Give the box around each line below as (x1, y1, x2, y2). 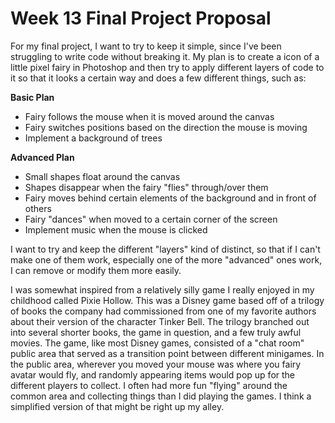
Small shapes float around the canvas (24, 170, 181, 182)
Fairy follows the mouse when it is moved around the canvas (24, 110, 275, 122)
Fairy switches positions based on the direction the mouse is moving (24, 121, 308, 133)
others (24, 202, 52, 214)
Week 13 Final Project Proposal (10, 7, 272, 30)
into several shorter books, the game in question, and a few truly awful (10, 326, 302, 338)
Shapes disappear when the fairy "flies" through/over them (24, 181, 269, 193)
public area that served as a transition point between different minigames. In (10, 347, 325, 359)
